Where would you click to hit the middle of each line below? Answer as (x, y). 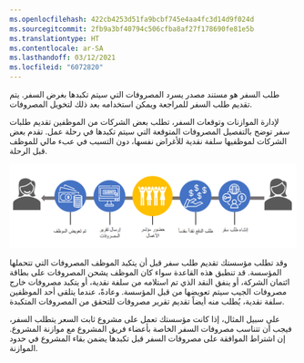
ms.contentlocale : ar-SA (56, 48)
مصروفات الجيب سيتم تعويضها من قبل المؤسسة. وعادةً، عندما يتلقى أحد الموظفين (148, 292)
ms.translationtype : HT (55, 38)
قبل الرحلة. (29, 151)
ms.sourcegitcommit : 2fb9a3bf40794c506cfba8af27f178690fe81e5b (132, 29)
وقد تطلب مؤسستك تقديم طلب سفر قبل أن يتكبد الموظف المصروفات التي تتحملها (149, 263)
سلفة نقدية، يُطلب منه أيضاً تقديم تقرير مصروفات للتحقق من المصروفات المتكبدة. (147, 302)
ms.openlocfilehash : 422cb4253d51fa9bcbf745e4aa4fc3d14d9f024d (132, 19)
